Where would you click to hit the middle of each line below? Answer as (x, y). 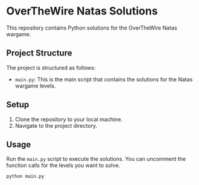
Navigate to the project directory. (56, 125)
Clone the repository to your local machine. (68, 119)
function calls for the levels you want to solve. (63, 165)
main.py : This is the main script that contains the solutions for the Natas (104, 79)
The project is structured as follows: (51, 67)
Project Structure (39, 53)
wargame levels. (35, 86)
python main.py (25, 177)
